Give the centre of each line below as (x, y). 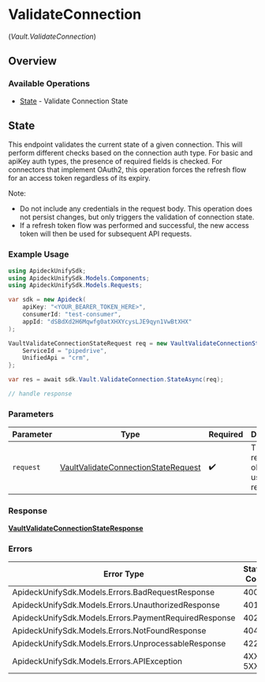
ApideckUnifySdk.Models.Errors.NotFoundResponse (109, 631)
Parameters (31, 414)
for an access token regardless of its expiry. (80, 178)
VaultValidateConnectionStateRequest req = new (88, 343)
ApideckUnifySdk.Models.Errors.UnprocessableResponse (119, 643)
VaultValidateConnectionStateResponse (76, 528)
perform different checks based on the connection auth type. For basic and (131, 153)
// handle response (40, 394)
